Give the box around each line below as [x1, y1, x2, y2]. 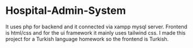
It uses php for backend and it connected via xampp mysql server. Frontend [5, 23, 188, 30]
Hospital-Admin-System [5, 4, 127, 17]
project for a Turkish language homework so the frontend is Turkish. [5, 35, 169, 42]
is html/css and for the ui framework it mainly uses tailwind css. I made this [5, 29, 186, 36]
